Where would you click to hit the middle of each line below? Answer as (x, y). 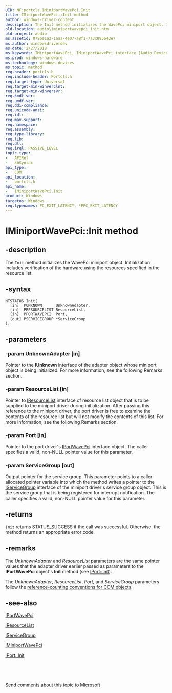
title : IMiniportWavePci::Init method (47, 15)
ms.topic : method (24, 67)
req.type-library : (25, 134)
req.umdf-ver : (20, 101)
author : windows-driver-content (40, 19)
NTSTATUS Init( (21, 301)
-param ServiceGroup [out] (40, 465)
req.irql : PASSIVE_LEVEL (32, 148)
